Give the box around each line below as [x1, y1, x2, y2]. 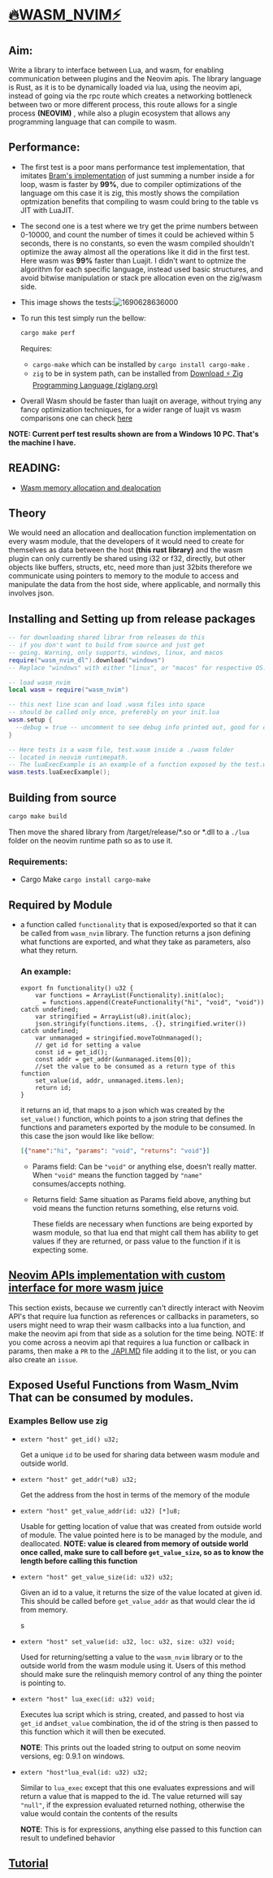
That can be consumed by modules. [8, 1391, 194, 1405]
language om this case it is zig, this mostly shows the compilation [19, 188, 240, 198]
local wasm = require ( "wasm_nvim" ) [8, 686, 129, 695]
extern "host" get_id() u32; [19, 1436, 119, 1444]
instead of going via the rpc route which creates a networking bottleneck [8, 91, 253, 101]
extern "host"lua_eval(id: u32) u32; [19, 1768, 149, 1776]
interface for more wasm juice [8, 1281, 164, 1295]
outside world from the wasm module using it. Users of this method [19, 1660, 246, 1671]
